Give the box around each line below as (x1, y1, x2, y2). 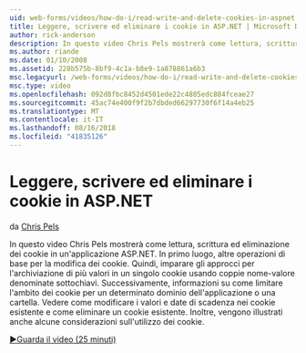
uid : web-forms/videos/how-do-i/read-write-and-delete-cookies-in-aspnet (9, 13, 296, 23)
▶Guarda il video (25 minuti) (9, 334, 117, 345)
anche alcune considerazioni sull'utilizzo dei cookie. (9, 316, 205, 327)
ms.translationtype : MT (9, 107, 100, 116)
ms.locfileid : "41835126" (9, 132, 107, 141)
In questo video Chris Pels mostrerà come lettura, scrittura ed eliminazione (9, 238, 290, 249)
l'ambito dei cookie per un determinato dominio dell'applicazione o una (9, 286, 276, 297)
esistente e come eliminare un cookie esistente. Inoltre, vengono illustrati (9, 306, 283, 317)
